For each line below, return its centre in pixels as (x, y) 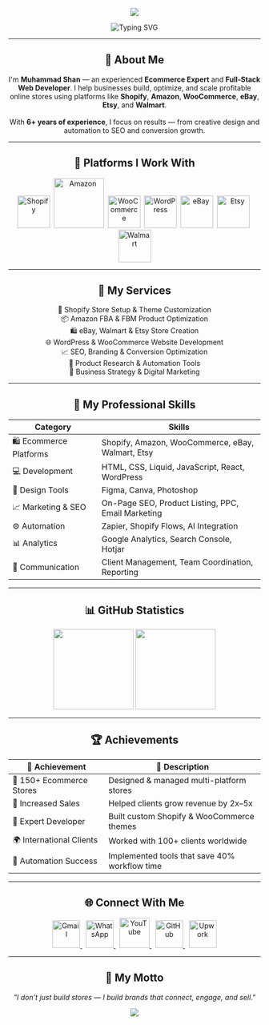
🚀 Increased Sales (46, 803)
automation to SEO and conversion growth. (134, 130)
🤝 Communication (46, 567)
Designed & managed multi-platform (177, 780)
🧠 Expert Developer (49, 821)
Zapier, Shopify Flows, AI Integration (170, 526)
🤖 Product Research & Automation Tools (134, 364)
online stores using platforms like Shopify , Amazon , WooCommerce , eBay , (134, 96)
